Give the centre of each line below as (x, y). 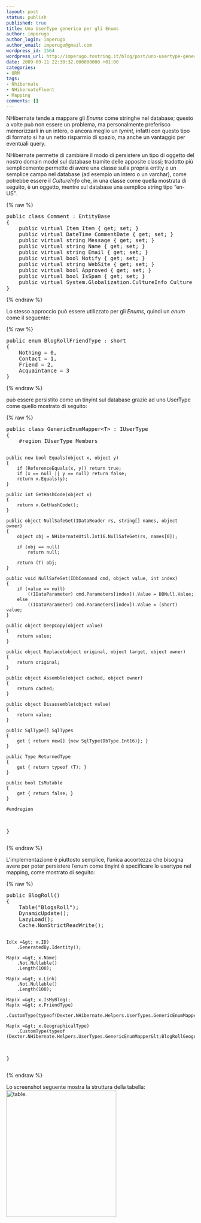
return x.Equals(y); (42, 479)
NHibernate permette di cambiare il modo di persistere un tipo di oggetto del (100, 155)
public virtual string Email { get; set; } (83, 252)
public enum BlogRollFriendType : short (66, 340)
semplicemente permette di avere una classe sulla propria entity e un (91, 168)
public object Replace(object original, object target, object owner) (96, 652)
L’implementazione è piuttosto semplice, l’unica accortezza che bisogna (95, 859)
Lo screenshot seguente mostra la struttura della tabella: (76, 1087)
